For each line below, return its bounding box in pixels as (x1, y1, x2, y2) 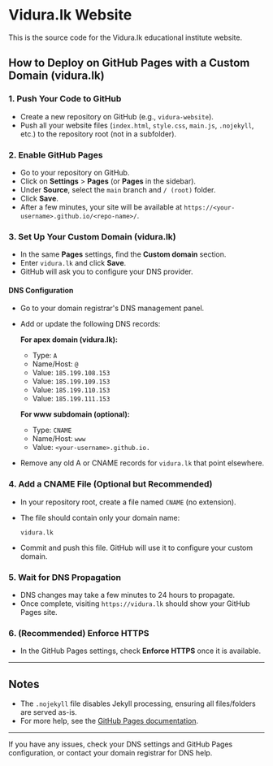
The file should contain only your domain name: (19, 513, 180, 522)
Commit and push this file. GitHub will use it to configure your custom (19, 543, 253, 552)
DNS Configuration (8, 285, 74, 295)
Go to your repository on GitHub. (19, 167, 130, 177)
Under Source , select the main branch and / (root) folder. (19, 184, 216, 194)
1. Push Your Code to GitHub (8, 93, 122, 105)
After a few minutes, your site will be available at (19, 201, 183, 212)
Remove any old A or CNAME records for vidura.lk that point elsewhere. (19, 458, 265, 468)
